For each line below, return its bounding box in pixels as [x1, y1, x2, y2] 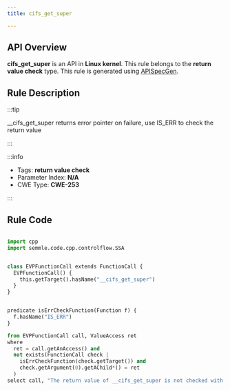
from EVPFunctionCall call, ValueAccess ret [7, 332, 137, 339]
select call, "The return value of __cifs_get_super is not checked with [7, 377, 224, 384]
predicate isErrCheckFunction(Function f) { [7, 307, 137, 314]
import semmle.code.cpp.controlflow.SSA [7, 244, 125, 251]
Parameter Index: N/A [17, 173, 79, 182]
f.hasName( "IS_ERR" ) [13, 314, 72, 321]
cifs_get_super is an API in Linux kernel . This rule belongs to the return [7, 60, 211, 68]
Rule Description [7, 87, 81, 98]
